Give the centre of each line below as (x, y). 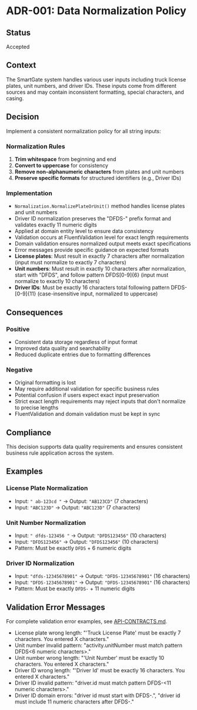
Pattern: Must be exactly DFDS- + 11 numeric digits (75, 589)
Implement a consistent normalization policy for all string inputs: (84, 131)
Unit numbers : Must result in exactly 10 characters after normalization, (100, 269)
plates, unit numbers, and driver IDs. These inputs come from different (91, 86)
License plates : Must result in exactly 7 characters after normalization (99, 256)
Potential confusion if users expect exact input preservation (87, 395)
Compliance (29, 433)
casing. (15, 98)
